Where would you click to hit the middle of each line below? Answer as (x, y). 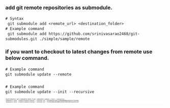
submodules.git (21, 39)
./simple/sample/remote (65, 39)
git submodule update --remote (38, 74)
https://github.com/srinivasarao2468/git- (94, 34)
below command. (27, 58)
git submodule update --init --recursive (50, 92)
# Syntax (15, 19)
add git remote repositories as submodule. (59, 8)
